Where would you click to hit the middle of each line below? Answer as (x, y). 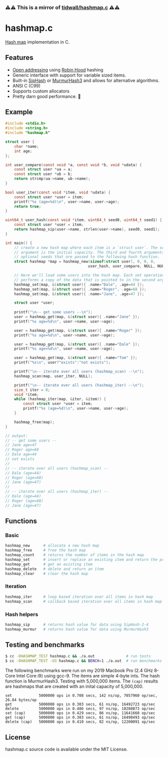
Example (19, 112)
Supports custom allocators (41, 91)
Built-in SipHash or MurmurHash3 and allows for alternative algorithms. (86, 80)
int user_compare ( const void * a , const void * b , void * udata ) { (73, 165)
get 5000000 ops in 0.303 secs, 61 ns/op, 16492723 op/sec (80, 704)
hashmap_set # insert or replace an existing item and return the (81, 560)
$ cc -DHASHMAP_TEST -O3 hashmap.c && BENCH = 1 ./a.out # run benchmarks (84, 661)
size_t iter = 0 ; (32, 390)
